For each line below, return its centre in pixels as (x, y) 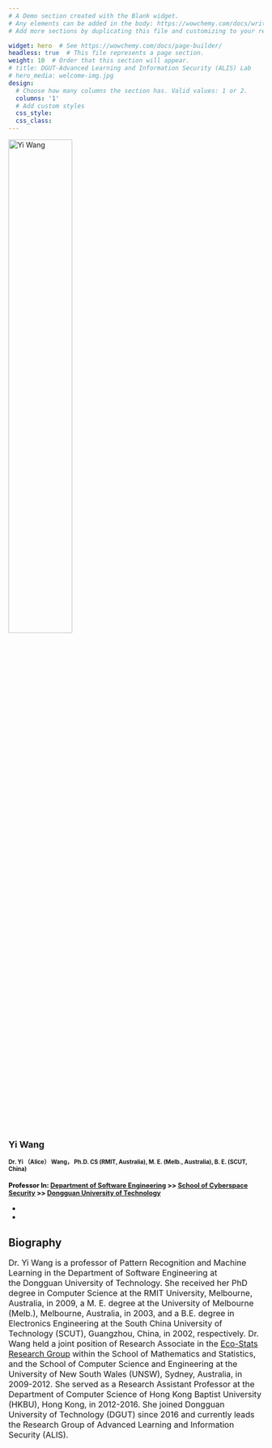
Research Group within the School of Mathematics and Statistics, (132, 1354)
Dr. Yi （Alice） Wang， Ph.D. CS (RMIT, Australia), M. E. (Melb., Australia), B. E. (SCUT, (128, 1162)
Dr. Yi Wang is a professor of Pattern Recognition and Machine (127, 1263)
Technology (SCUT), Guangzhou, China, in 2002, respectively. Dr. (134, 1334)
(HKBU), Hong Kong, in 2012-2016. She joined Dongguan (117, 1404)
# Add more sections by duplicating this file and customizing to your (132, 31)
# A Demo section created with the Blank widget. (94, 16)
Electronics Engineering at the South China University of (115, 1323)
